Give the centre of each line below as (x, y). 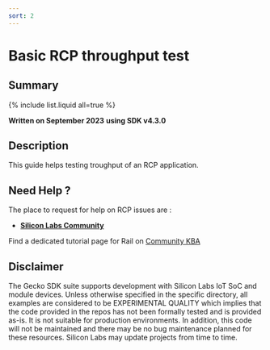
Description (38, 146)
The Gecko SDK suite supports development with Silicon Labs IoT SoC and (133, 286)
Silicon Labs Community (62, 226)
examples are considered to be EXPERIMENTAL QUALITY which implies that (135, 303)
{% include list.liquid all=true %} (62, 105)
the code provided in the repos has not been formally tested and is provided (135, 312)
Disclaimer (36, 267)
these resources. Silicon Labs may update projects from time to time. (123, 337)
